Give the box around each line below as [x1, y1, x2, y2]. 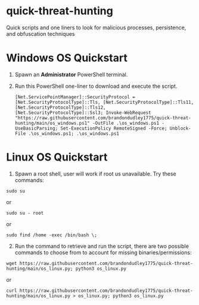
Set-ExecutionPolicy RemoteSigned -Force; [60, 125, 167, 131]
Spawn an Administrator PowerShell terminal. [14, 70, 128, 78]
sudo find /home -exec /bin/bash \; [6, 232, 97, 238]
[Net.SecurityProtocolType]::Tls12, [14, 104, 106, 110]
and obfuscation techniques [6, 30, 75, 37]
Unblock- [169, 125, 192, 131]
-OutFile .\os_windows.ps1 [92, 120, 160, 126]
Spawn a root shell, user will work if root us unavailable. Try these [14, 170, 177, 177]
